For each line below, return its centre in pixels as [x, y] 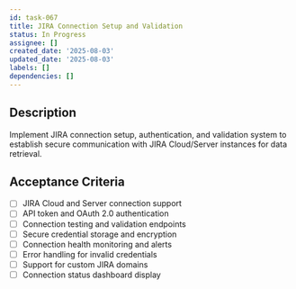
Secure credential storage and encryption [99, 234]
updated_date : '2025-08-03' [62, 59]
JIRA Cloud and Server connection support [102, 203]
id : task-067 [34, 18]
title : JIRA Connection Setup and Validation [96, 26]
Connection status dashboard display [92, 275]
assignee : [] [34, 43]
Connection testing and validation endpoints [104, 224]
